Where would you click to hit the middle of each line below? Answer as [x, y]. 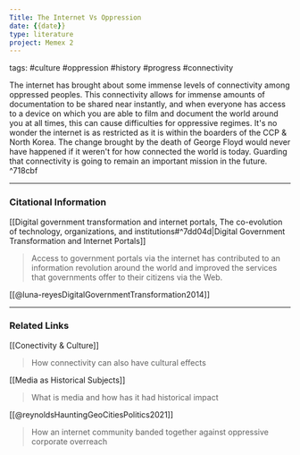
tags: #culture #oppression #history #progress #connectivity [121, 68]
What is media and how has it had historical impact [125, 397]
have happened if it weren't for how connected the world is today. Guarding [148, 152]
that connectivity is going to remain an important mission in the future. [138, 161]
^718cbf [24, 171]
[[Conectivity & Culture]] [54, 345]
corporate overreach [69, 441]
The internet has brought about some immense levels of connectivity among [150, 85]
